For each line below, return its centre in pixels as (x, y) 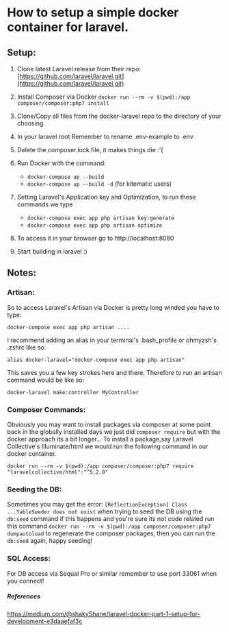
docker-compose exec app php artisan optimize (95, 226)
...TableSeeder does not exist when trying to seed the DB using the (105, 511)
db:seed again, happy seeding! (50, 541)
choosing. (31, 123)
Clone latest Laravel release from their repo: (79, 69)
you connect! (26, 581)
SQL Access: (29, 559)
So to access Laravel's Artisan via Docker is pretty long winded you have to (113, 307)
